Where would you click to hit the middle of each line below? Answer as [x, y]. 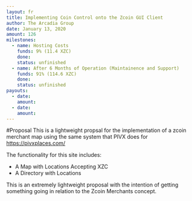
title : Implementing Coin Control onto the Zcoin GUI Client [85, 18]
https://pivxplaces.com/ [36, 143]
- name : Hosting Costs [40, 46]
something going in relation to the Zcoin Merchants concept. [82, 191]
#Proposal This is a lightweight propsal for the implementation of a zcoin [96, 130]
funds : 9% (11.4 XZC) [44, 51]
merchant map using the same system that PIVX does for [77, 137]
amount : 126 [21, 35]
